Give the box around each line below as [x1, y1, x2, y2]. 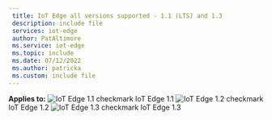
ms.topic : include [11, 49, 74, 57]
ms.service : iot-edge [11, 42, 85, 50]
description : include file [11, 19, 104, 27]
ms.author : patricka [11, 64, 82, 72]
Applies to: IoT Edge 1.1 [8, 93, 174, 103]
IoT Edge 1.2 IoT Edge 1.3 [8, 102, 181, 112]
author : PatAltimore [11, 34, 82, 43]
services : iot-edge [11, 27, 79, 35]
